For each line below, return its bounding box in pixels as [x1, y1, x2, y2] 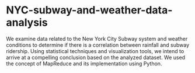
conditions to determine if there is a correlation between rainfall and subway [6, 41, 190, 48]
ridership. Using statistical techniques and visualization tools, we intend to [6, 47, 184, 54]
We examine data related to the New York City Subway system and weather [6, 35, 188, 42]
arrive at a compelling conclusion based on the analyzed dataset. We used [6, 54, 186, 61]
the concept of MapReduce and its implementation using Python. [6, 60, 162, 67]
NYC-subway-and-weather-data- [6, 4, 173, 17]
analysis [6, 16, 48, 29]
